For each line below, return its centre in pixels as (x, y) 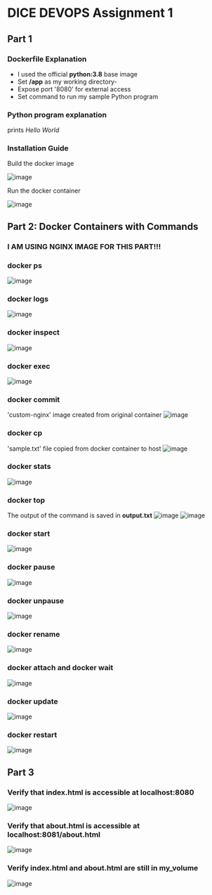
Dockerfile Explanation (47, 59)
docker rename (34, 634)
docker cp (25, 433)
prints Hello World (33, 130)
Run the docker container (44, 191)
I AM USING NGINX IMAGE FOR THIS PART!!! (84, 246)
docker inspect (33, 333)
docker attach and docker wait (60, 668)
